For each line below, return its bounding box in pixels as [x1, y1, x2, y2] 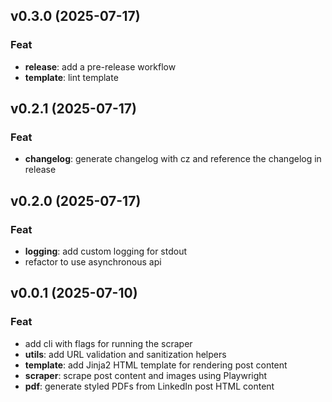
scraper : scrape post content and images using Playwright [24, 369, 268, 381]
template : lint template [24, 71, 119, 83]
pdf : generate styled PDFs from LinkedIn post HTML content [24, 380, 275, 392]
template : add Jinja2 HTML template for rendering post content [24, 359, 288, 371]
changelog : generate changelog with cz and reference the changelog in [24, 153, 322, 165]
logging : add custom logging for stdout [24, 245, 188, 258]
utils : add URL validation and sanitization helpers [24, 348, 227, 360]
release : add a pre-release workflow [24, 60, 177, 73]
